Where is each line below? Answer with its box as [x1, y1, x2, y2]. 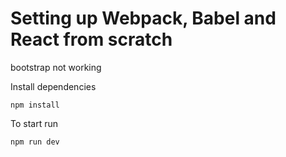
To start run [10, 117, 59, 129]
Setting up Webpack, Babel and [10, 7, 277, 30]
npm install [10, 100, 60, 110]
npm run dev [10, 137, 60, 147]
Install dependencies [10, 80, 97, 92]
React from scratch [10, 28, 173, 51]
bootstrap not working [10, 61, 102, 73]
